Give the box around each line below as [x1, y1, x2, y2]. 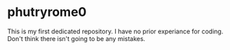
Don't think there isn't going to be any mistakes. [7, 34, 146, 42]
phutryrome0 [7, 4, 87, 20]
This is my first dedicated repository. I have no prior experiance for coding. [7, 27, 224, 35]
